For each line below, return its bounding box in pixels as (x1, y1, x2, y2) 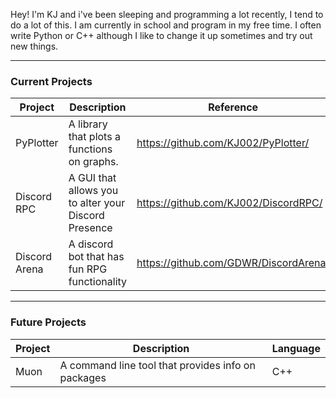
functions (68, 142, 113, 156)
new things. (10, 40, 59, 52)
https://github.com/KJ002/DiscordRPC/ (136, 196, 323, 210)
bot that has (68, 250, 125, 264)
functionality (68, 275, 128, 289)
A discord (68, 237, 114, 251)
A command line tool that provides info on (59, 358, 256, 372)
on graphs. (68, 155, 119, 169)
